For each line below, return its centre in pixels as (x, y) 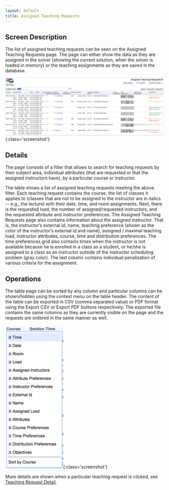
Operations (23, 279)
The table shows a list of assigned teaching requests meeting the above (80, 188)
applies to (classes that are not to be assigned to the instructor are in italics (83, 199)
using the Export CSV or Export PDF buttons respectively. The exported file (83, 307)
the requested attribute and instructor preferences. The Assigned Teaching (83, 215)
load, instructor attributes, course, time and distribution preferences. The (81, 236)
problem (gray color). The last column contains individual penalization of (80, 258)
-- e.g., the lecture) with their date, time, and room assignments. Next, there (84, 204)
